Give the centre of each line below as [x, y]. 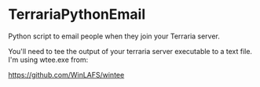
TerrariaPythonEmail [77, 14]
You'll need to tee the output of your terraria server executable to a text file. [130, 51]
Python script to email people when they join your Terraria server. [114, 36]
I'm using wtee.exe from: [48, 60]
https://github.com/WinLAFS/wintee [66, 74]
